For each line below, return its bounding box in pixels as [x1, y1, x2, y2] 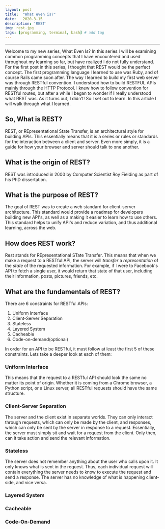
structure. [5, 390, 25, 396]
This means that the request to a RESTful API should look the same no [5, 375, 147, 380]
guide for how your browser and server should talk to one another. [5, 144, 139, 150]
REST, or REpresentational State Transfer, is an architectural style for [5, 128, 144, 134]
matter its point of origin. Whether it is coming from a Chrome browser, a [5, 380, 152, 386]
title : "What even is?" [5, 12, 56, 17]
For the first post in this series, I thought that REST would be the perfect [5, 64, 151, 70]
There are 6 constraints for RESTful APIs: [5, 301, 88, 306]
